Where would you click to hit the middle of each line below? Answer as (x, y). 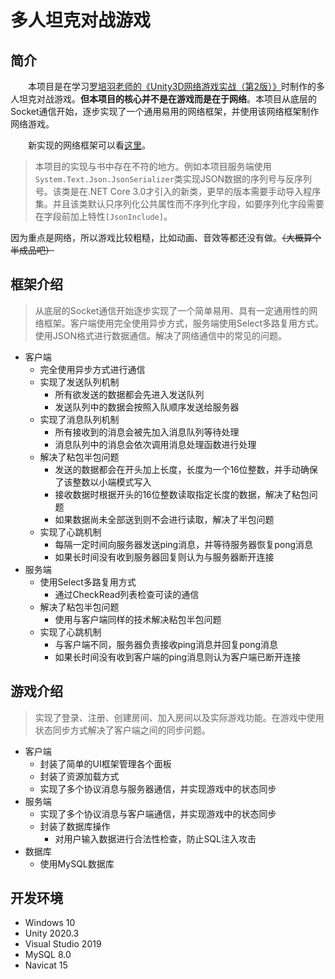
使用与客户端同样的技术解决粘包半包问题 (138, 619)
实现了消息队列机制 (79, 419)
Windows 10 (50, 923)
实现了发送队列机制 (79, 382)
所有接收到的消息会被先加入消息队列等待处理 (147, 432)
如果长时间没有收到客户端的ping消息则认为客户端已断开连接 (178, 657)
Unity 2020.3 (52, 933)
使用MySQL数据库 (77, 863)
